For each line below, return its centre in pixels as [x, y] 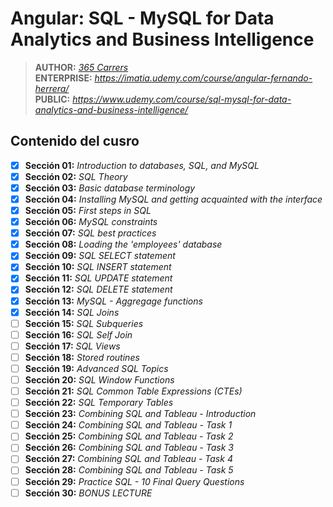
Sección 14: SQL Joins [72, 312]
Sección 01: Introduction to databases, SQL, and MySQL [142, 165]
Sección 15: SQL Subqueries [84, 323]
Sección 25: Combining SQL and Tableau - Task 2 [129, 436]
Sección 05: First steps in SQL [88, 210]
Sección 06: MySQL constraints [91, 222]
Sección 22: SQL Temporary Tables [99, 403]
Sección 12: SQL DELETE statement [98, 289]
